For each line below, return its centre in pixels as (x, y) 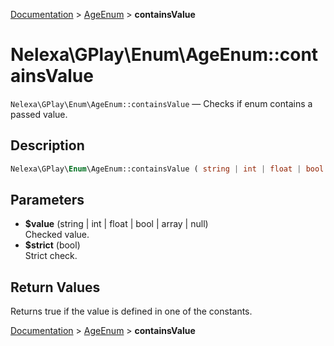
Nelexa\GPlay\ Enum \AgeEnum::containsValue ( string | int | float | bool (167, 169)
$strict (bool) (52, 245)
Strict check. (51, 256)
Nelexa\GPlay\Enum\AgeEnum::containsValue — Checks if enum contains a (161, 103)
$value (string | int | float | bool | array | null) (116, 224)
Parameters (47, 200)
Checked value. (57, 235)
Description (47, 145)
